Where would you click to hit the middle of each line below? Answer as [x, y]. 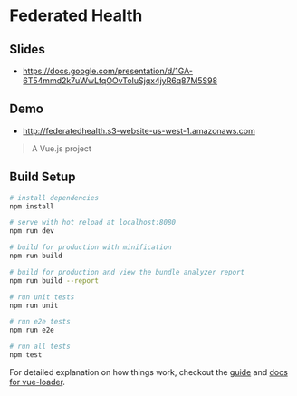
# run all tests [40, 347]
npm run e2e [32, 330]
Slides [27, 49]
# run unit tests [42, 297]
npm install [32, 206]
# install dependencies [54, 198]
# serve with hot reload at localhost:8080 [93, 223]
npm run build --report [54, 280]
